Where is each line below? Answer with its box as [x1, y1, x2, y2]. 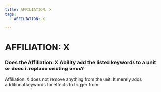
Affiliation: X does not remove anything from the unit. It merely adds [5, 76, 142, 82]
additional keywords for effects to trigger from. [5, 81, 100, 87]
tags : [5, 12, 16, 17]
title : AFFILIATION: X [5, 7, 52, 12]
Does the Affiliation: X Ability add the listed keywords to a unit [5, 59, 156, 66]
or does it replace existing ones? [5, 65, 84, 72]
